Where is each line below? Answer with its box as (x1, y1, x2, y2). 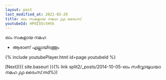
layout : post (5, 7, 32, 12)
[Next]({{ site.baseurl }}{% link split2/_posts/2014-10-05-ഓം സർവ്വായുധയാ (5, 64, 161, 70)
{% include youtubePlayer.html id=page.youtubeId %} (5, 54, 116, 60)
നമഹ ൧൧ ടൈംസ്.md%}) (5, 70, 58, 76)
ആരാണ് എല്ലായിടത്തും (12, 44, 60, 50)
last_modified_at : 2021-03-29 (5, 12, 68, 17)
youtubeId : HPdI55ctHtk (5, 21, 55, 26)
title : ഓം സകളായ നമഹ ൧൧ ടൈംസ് (5, 16, 82, 21)
